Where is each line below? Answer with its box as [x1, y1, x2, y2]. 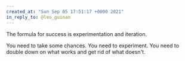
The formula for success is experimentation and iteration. [6, 30, 147, 37]
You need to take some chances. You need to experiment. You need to [6, 42, 180, 49]
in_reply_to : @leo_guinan [6, 14, 70, 20]
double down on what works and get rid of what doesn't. [6, 48, 146, 55]
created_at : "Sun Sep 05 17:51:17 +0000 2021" [6, 8, 124, 15]
